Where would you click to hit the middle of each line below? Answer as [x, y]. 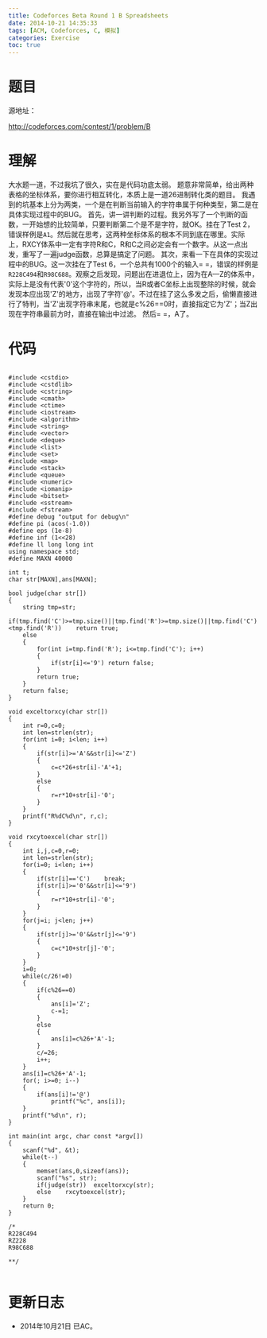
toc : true [25, 45]
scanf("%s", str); [67, 1178]
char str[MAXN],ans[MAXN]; [53, 579]
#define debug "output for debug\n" [69, 517]
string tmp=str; [50, 607]
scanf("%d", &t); [51, 1150]
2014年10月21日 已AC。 [58, 1326]
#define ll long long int [51, 545]
